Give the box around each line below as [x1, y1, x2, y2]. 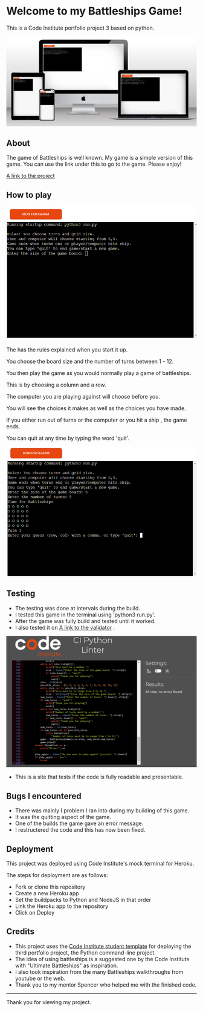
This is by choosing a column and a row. [6, 381, 106, 388]
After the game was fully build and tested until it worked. [14, 617, 156, 624]
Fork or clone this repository [14, 883, 86, 890]
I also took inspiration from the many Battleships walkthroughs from [14, 968, 184, 975]
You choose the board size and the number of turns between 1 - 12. [6, 358, 174, 365]
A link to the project [6, 172, 56, 180]
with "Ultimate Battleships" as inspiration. [14, 962, 118, 969]
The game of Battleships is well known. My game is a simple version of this [6, 154, 193, 162]
